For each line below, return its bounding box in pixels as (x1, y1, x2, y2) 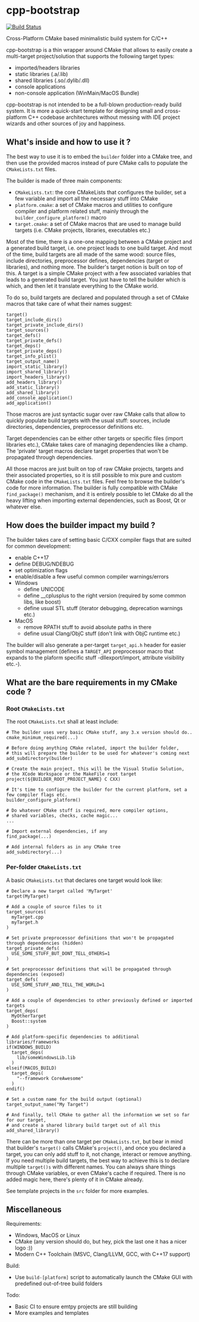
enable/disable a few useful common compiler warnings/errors (14, 573, 169, 580)
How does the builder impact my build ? (6, 520, 156, 530)
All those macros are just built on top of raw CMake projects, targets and (6, 465, 184, 472)
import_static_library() (6, 363, 68, 369)
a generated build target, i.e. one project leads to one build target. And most (6, 244, 192, 252)
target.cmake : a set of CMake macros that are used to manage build (14, 220, 181, 227)
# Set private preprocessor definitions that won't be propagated (6, 935, 174, 941)
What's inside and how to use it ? (6, 137, 131, 147)
